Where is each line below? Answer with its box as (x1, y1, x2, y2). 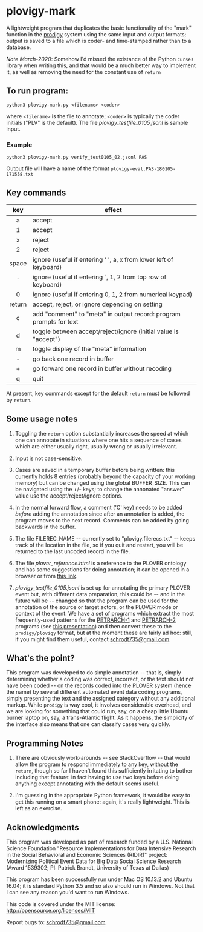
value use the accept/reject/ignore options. (14, 492, 123, 499)
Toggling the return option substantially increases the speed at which (14, 430, 189, 437)
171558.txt (6, 171, 34, 178)
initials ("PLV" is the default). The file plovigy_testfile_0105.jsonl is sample (6, 119, 188, 126)
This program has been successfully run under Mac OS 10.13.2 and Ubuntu (6, 876, 193, 883)
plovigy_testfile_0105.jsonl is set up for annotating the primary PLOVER (14, 584, 190, 591)
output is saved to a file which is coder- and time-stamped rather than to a (6, 37, 192, 44)
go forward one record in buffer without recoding (32, 364, 172, 373)
